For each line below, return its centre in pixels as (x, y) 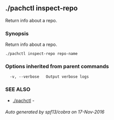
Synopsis (17, 33)
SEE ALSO (18, 89)
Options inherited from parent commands (57, 67)
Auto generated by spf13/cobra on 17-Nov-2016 (55, 112)
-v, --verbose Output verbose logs (49, 77)
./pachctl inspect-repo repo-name (42, 54)
